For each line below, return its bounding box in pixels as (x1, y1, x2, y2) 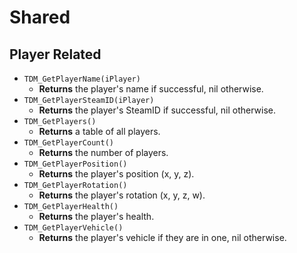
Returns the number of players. (38, 147, 169, 158)
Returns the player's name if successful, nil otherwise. (38, 83, 264, 95)
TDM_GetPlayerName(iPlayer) (23, 74, 141, 84)
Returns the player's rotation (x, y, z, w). (38, 189, 206, 201)
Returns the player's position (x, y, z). (38, 168, 195, 180)
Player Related (9, 46, 102, 63)
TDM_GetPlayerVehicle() (23, 223, 124, 233)
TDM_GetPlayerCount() (23, 138, 114, 148)
